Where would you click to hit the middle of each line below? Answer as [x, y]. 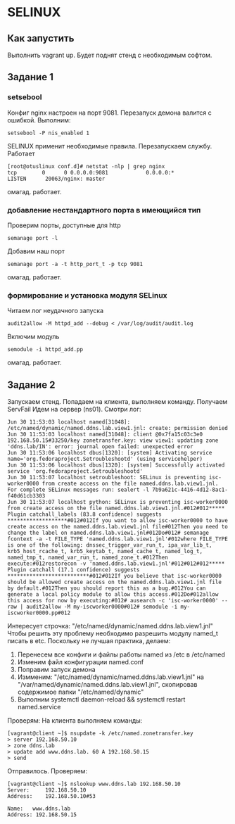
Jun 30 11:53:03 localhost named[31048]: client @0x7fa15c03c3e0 [105, 435]
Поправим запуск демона [57, 670]
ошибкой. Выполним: [39, 120]
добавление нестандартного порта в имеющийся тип [104, 210]
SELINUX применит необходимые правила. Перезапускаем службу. [110, 146]
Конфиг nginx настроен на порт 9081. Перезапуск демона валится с [110, 113]
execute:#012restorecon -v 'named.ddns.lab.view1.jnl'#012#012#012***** [116, 564]
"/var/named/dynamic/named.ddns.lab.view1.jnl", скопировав [107, 685]
